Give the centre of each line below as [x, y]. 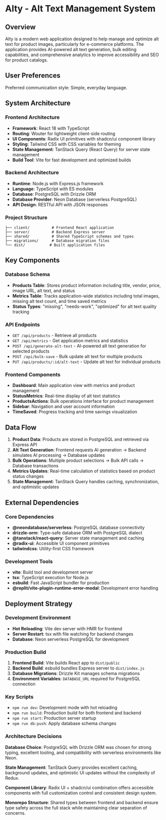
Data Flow [21, 427]
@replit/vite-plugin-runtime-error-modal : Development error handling [85, 588]
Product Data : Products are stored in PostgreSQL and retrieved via [81, 440]
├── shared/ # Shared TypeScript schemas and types [70, 236]
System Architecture [38, 103]
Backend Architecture [32, 173]
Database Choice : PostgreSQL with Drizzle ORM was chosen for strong [79, 747]
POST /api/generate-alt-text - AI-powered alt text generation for [79, 346]
